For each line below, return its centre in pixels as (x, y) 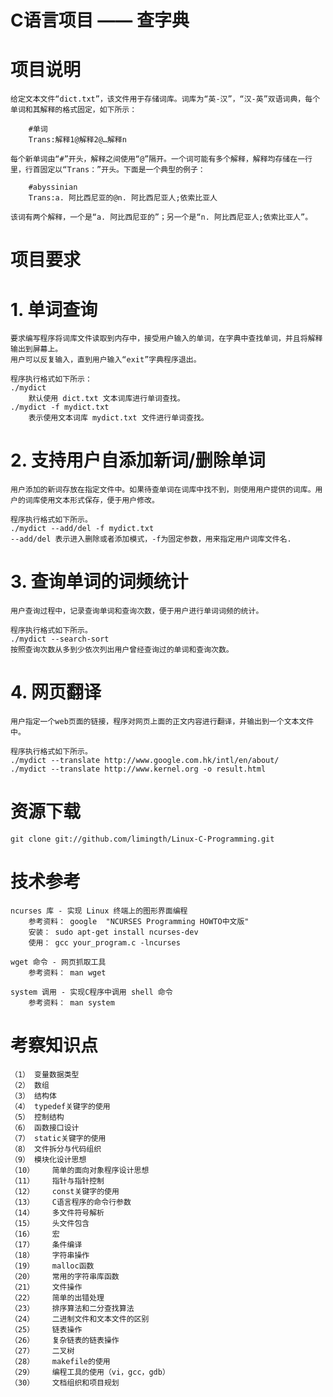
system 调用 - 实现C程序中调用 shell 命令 (91, 992)
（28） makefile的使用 (60, 1361)
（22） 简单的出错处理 (57, 1297)
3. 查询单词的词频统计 (99, 582)
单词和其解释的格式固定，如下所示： (74, 110)
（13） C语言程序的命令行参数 (71, 1202)
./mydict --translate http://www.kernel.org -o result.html (138, 769)
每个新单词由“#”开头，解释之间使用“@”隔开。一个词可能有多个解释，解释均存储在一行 (161, 159)
